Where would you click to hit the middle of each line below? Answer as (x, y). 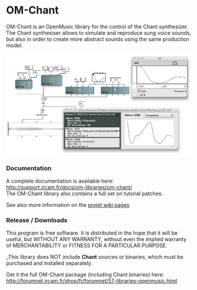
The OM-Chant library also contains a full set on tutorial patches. (85, 193)
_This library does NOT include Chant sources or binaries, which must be (95, 257)
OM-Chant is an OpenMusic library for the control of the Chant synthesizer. (97, 27)
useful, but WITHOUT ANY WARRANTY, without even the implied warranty (96, 239)
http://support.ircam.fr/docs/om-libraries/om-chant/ (69, 187)
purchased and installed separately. (49, 263)
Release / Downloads (37, 220)
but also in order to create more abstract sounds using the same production (98, 39)
